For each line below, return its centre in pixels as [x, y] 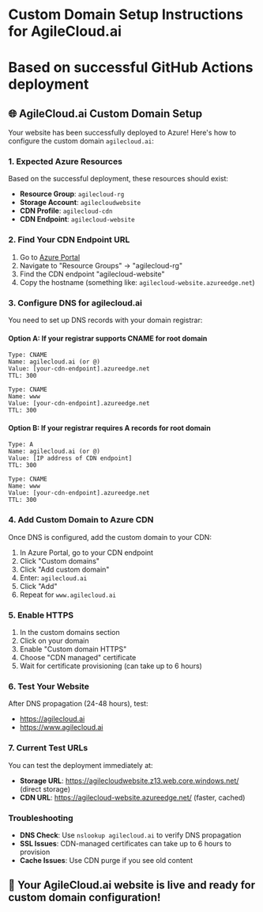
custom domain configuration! [85, 897]
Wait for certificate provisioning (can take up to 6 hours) [111, 666]
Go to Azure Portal [50, 257]
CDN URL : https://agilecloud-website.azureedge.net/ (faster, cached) [132, 797]
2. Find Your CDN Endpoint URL [69, 240]
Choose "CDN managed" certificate [78, 658]
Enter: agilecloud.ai [53, 578]
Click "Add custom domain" [64, 569]
